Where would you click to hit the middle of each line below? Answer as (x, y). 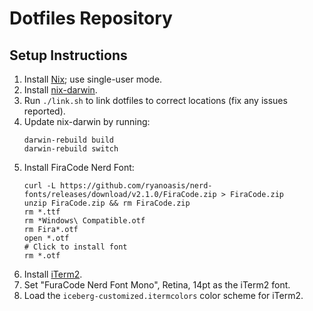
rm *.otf (42, 256)
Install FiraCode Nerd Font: (79, 167)
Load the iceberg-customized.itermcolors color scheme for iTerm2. (163, 295)
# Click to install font (75, 247)
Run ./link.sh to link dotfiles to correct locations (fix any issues (155, 100)
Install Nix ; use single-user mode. (93, 79)
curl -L (39, 186)
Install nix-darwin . (60, 90)
